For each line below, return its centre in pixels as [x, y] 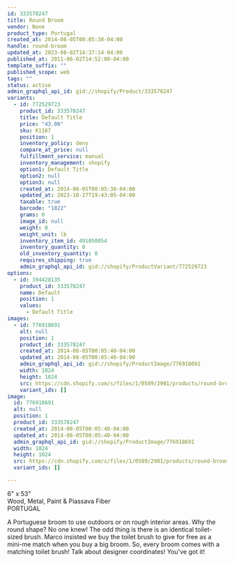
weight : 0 [34, 227]
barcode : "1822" [44, 209]
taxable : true [40, 202]
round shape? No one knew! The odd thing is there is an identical [101, 529]
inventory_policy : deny [54, 144]
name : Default [40, 293]
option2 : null [40, 176]
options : [20, 273]
